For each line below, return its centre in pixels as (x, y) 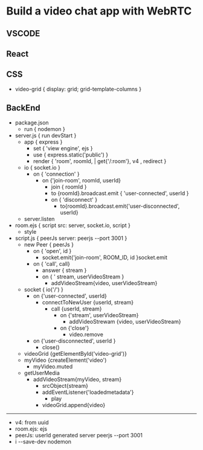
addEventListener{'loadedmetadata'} (88, 392)
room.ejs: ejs (31, 429)
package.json (32, 123)
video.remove (86, 334)
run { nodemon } (44, 129)
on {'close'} (75, 328)
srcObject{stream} (65, 385)
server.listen (39, 219)
